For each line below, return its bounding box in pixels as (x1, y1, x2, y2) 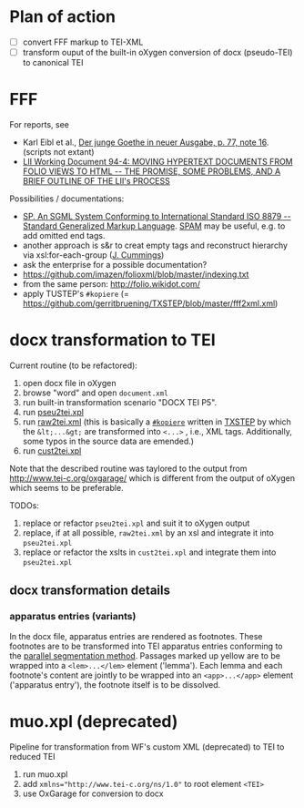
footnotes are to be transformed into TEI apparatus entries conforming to (9, 640, 283, 651)
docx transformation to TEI (9, 330, 216, 351)
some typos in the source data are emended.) (22, 435, 194, 446)
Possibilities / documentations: (9, 193, 125, 204)
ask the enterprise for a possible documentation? (22, 260, 208, 270)
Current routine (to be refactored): (9, 360, 138, 371)
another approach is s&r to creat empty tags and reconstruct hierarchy (22, 240, 289, 251)
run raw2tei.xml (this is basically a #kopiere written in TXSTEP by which (22, 416, 291, 427)
